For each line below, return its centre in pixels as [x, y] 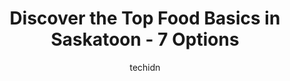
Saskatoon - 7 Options [145, 39]
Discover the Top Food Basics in [145, 18]
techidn [145, 67]
